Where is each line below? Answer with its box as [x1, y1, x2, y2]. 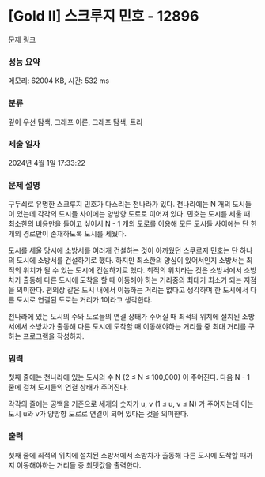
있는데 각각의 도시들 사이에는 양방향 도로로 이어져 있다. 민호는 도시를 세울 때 [16, 209, 251, 219]
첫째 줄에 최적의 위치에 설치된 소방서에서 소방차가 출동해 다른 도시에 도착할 [8, 450, 239, 460]
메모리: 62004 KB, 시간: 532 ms [8, 76, 109, 85]
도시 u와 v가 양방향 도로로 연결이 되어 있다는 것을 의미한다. [8, 409, 189, 419]
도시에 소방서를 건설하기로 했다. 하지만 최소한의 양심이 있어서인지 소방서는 [16, 256, 245, 265]
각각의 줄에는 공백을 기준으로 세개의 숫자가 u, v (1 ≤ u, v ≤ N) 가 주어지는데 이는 [8, 400, 255, 409]
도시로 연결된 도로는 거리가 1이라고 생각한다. [16, 295, 153, 305]
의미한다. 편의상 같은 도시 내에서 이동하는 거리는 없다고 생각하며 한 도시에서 [16, 285, 249, 295]
